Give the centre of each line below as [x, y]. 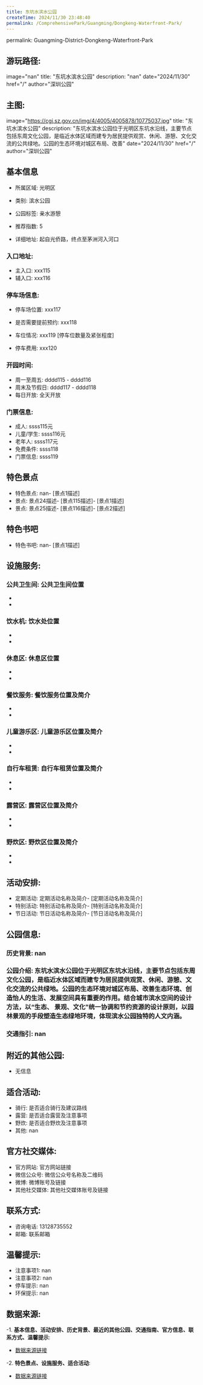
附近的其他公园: [36, 1056]
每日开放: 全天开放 [38, 395]
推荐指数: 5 [29, 226]
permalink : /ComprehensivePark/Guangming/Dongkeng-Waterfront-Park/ [94, 23]
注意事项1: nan [33, 1271]
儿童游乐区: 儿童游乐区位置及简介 [54, 732]
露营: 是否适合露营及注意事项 [51, 1115]
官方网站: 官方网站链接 [43, 1167]
